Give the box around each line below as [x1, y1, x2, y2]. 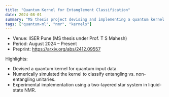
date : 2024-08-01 [5, 12, 42, 17]
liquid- [148, 82, 162, 88]
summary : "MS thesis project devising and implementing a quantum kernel [5, 17, 165, 22]
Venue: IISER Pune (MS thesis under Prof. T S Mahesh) [12, 35, 127, 41]
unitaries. [36, 76, 56, 82]
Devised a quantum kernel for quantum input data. [12, 66, 118, 72]
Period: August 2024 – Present [12, 41, 77, 47]
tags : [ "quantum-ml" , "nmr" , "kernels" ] [5, 21, 92, 27]
